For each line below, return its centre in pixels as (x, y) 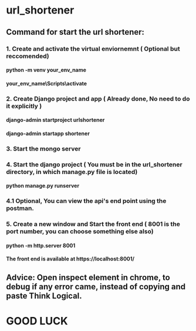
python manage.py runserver (43, 186)
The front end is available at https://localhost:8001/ (70, 259)
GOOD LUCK (37, 321)
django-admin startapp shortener (48, 133)
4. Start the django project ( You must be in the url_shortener (94, 164)
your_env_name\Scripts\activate (46, 83)
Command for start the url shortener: (75, 32)
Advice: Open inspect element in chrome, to (88, 277)
